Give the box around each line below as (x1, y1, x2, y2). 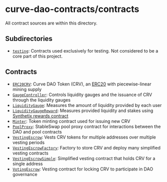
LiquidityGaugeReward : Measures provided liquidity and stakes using (12, 107, 153, 113)
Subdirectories (5, 34, 52, 43)
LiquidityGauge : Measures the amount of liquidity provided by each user (12, 102, 162, 108)
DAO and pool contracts (12, 128, 62, 134)
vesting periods (12, 139, 45, 145)
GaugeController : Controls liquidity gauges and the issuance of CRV (12, 91, 152, 97)
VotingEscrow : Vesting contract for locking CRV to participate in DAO (12, 166, 153, 172)
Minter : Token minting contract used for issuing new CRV (12, 118, 130, 124)
